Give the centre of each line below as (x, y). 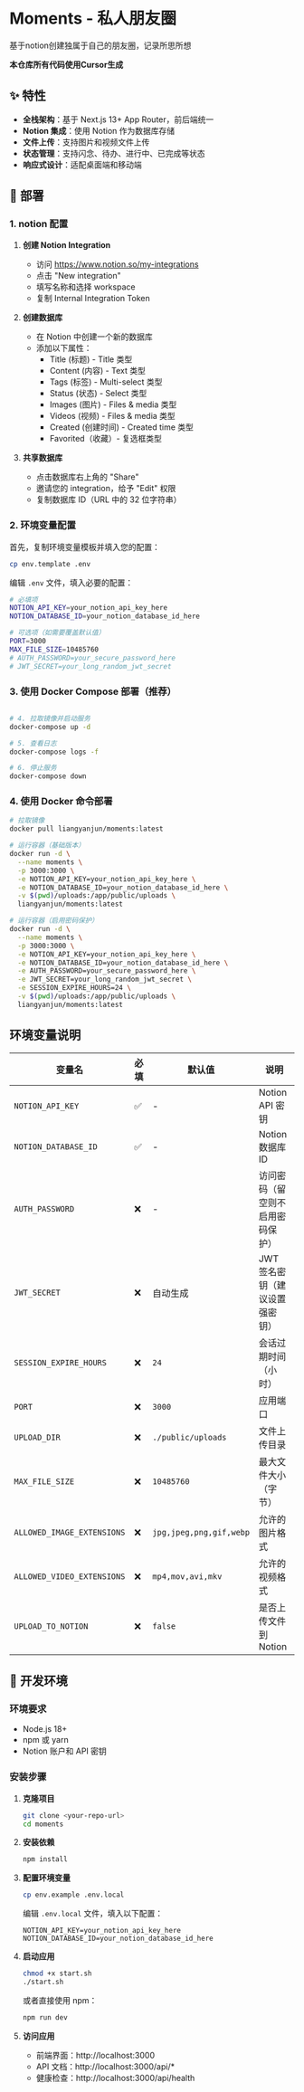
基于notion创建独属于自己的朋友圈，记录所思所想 (100, 45)
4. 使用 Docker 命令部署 (61, 802)
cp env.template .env (50, 564)
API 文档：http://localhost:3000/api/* (105, 2066)
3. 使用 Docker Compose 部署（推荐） (93, 691)
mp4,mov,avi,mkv (187, 1576)
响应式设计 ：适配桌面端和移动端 (82, 165)
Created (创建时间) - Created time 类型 (122, 427)
